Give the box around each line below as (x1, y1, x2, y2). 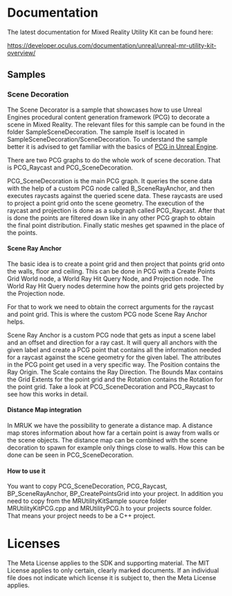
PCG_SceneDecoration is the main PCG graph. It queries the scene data (7, 176, 213, 185)
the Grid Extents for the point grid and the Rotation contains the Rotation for (7, 375, 223, 383)
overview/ (7, 49, 36, 57)
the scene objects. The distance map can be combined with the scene (7, 436, 208, 445)
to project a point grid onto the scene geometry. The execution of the (7, 199, 205, 207)
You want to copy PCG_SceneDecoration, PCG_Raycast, (7, 482, 168, 490)
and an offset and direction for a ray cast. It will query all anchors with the (7, 338, 217, 347)
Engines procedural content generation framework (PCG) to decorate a (7, 113, 210, 121)
